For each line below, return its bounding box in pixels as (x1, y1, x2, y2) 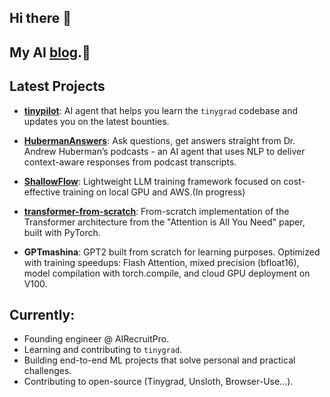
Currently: (9, 306, 76, 323)
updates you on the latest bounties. (23, 115, 170, 127)
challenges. (23, 365, 72, 377)
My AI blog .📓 (9, 44, 91, 61)
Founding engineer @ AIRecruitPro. (23, 333, 170, 345)
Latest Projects (9, 78, 106, 95)
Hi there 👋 (9, 10, 72, 27)
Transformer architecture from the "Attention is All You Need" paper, (23, 216, 306, 228)
